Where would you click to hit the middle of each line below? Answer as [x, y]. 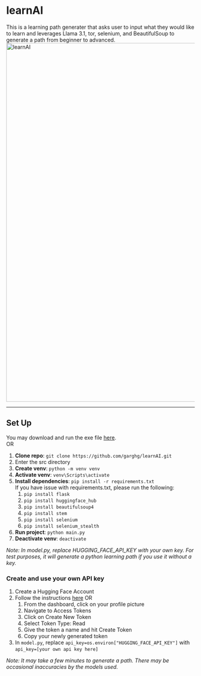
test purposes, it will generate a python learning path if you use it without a [99, 557]
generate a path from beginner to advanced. [61, 40]
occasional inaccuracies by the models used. [62, 667]
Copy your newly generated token [66, 636]
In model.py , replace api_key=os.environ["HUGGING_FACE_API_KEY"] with [102, 642]
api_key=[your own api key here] [57, 650]
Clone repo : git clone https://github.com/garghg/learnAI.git [93, 455]
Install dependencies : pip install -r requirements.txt [84, 481]
